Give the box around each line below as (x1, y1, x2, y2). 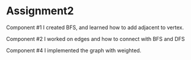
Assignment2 (6, 4, 74, 18)
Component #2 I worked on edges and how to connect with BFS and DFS (6, 35, 185, 42)
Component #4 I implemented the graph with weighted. (6, 46, 142, 54)
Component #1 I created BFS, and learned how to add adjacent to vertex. (6, 24, 184, 31)
